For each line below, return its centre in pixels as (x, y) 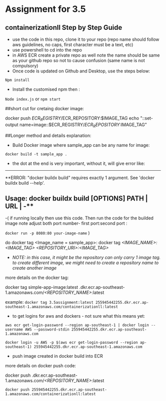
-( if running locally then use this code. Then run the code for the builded (80, 218)
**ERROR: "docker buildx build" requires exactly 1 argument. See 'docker (80, 178)
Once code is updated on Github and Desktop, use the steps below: (81, 71)
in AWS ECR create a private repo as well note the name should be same (86, 55)
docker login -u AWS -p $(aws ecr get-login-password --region (72, 343)
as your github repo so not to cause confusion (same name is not (79, 60)
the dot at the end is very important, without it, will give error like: (79, 163)
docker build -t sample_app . (36, 154)
